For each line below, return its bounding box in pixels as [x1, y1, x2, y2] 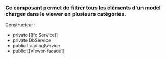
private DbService [12, 37, 51, 43]
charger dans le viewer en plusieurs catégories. [5, 10, 126, 17]
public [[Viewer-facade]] [12, 48, 65, 54]
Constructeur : [5, 22, 36, 28]
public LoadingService [12, 43, 60, 49]
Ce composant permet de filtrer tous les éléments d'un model [5, 4, 161, 11]
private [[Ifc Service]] [12, 32, 58, 38]
